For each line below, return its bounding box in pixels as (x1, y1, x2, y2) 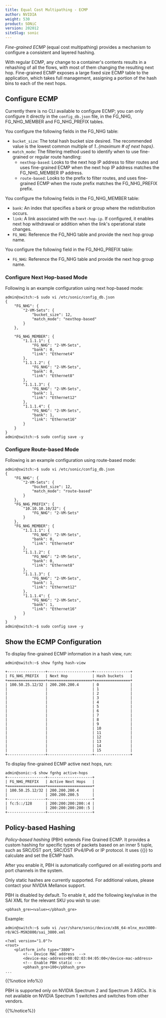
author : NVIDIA (5, 12, 37, 17)
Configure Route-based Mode (5, 446, 79, 453)
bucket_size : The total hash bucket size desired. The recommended (12, 138, 152, 144)
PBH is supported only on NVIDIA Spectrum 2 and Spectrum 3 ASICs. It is (5, 988, 156, 994)
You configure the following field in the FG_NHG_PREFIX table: (5, 246, 134, 252)
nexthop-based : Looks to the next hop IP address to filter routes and (19, 159, 159, 165)
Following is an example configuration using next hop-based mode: (5, 285, 144, 291)
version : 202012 (5, 26, 39, 31)
